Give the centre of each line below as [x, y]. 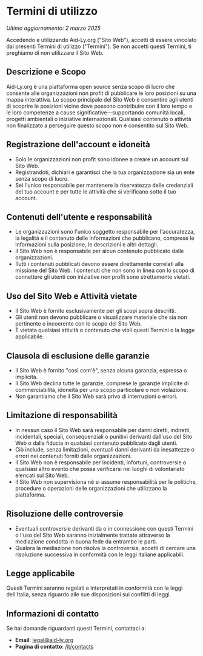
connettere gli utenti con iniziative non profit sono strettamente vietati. [103, 277]
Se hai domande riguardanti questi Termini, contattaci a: [76, 629]
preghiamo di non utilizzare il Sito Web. [55, 52]
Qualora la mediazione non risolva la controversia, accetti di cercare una [105, 548]
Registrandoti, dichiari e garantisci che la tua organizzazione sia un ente [105, 172]
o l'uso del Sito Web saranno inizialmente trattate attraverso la [92, 535]
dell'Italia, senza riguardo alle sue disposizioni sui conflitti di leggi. [89, 595]
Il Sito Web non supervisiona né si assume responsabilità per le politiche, [106, 481]
